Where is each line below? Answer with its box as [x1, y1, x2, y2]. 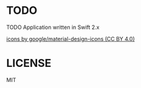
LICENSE [6, 57, 52, 70]
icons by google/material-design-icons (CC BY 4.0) [6, 35, 135, 42]
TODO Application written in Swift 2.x [6, 24, 100, 31]
